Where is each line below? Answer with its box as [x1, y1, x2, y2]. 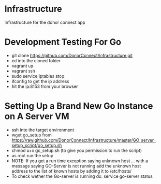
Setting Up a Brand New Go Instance [4, 100, 153, 112]
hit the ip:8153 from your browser [11, 84, 78, 89]
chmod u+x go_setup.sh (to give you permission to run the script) [11, 147, 142, 153]
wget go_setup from [11, 132, 52, 138]
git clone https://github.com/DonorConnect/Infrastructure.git [11, 52, 133, 58]
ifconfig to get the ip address [11, 78, 70, 84]
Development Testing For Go [4, 36, 121, 48]
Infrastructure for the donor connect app [4, 19, 86, 25]
